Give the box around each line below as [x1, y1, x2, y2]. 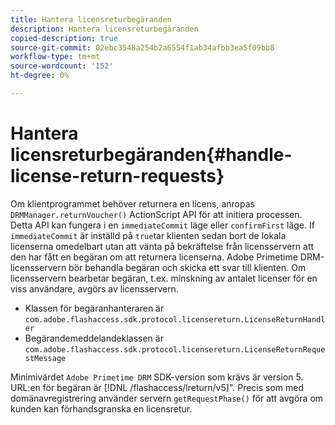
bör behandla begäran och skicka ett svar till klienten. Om [68, 261, 307, 273]
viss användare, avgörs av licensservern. [10, 282, 179, 295]
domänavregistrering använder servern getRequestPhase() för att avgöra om [10, 392, 324, 404]
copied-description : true [10, 33, 118, 43]
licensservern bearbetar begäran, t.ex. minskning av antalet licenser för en [10, 272, 318, 284]
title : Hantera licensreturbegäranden [10, 14, 172, 25]
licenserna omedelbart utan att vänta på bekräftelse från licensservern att [10, 240, 315, 252]
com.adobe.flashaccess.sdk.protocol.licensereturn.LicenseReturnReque [24, 344, 326, 355]
